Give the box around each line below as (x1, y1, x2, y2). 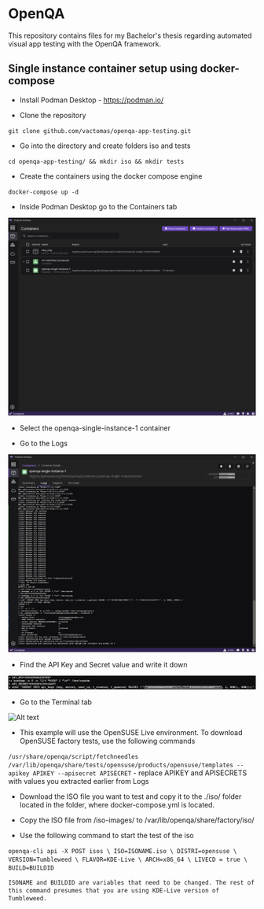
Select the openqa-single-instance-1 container (19, 423, 171, 433)
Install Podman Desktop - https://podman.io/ (19, 95, 164, 105)
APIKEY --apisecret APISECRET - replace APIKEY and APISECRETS (32, 768, 247, 778)
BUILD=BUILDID (8, 863, 55, 872)
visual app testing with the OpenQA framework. (8, 39, 162, 48)
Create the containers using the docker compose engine (19, 171, 203, 181)
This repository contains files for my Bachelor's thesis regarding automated (8, 31, 252, 40)
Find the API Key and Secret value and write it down (19, 660, 188, 670)
